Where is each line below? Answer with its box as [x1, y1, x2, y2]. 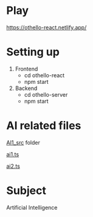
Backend [15, 84, 38, 92]
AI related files [6, 119, 81, 133]
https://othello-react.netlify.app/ [6, 24, 87, 31]
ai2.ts [6, 162, 20, 170]
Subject [6, 184, 47, 198]
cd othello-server [24, 91, 68, 98]
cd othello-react [24, 71, 65, 79]
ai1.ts [6, 150, 19, 158]
